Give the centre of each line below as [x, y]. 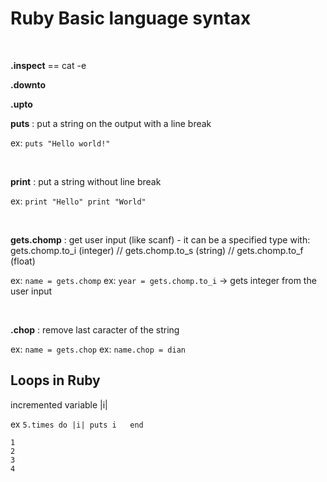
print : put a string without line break [86, 181]
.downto [28, 84]
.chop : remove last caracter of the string [95, 329]
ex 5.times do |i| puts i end [77, 424]
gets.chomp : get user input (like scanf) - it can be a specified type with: [160, 239]
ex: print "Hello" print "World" [78, 201]
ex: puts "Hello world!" [60, 143]
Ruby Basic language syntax [131, 18]
